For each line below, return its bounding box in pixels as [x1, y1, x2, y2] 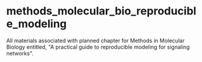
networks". [6, 49, 33, 57]
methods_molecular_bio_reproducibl [6, 4, 197, 18]
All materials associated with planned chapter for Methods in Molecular [6, 37, 185, 44]
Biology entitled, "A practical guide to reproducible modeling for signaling [6, 43, 190, 51]
